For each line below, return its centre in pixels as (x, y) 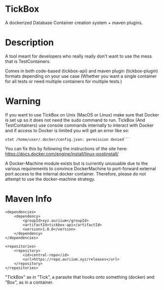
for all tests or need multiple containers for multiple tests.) (64, 81)
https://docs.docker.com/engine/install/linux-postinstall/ (62, 154)
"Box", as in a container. (29, 282)
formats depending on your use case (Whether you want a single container (81, 76)
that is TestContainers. (28, 61)
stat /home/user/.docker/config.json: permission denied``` (68, 139)
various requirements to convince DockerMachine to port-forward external (81, 169)
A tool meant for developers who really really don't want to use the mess (79, 56)
